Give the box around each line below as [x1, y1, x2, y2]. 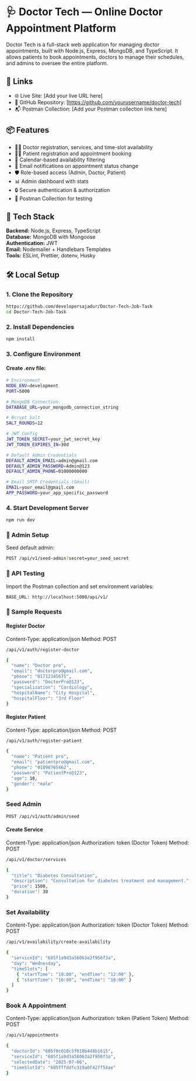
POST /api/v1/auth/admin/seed [6, 813, 80, 820]
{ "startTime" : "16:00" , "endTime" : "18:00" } [16, 977, 132, 983]
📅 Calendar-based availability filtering [14, 156, 105, 163]
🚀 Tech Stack [6, 212, 55, 222]
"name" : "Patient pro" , [11, 753, 69, 760]
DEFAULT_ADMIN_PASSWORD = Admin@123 [6, 463, 90, 469]
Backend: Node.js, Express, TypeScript [6, 227, 101, 235]
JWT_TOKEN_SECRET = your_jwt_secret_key [6, 436, 100, 442]
